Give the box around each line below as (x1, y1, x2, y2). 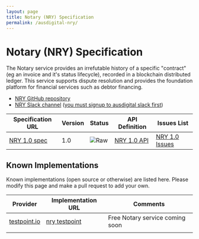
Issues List (157, 119, 188, 127)
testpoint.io (9, 217, 40, 225)
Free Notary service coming (108, 214, 186, 222)
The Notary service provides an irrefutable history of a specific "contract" (6, 64, 187, 72)
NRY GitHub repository (14, 95, 71, 102)
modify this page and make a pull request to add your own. (6, 182, 150, 189)
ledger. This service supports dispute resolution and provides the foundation (6, 77, 193, 85)
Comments (133, 200, 165, 208)
